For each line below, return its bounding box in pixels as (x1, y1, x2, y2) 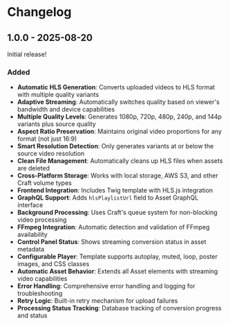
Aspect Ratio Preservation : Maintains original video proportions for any (17, 128, 222, 136)
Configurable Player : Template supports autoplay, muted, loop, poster (17, 252, 218, 261)
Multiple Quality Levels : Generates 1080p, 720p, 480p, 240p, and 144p (17, 112, 222, 121)
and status (17, 311, 48, 319)
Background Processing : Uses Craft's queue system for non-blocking (17, 209, 218, 217)
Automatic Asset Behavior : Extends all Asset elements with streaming (17, 267, 218, 276)
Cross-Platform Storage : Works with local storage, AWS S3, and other (17, 171, 219, 180)
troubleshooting (17, 289, 63, 298)
